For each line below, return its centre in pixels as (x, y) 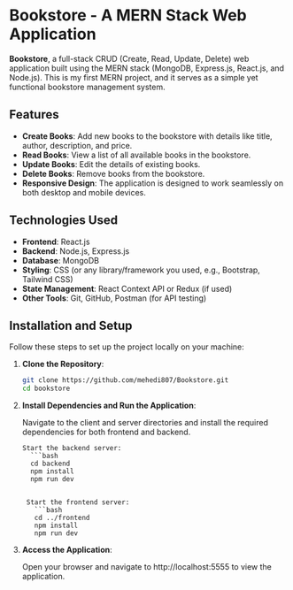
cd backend (50, 464)
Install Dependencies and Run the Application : (109, 406)
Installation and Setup (71, 325)
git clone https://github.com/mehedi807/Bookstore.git (125, 380)
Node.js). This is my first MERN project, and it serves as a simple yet (134, 77)
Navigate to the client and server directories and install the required (145, 423)
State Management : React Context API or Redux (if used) (127, 288)
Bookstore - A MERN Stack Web (128, 15)
